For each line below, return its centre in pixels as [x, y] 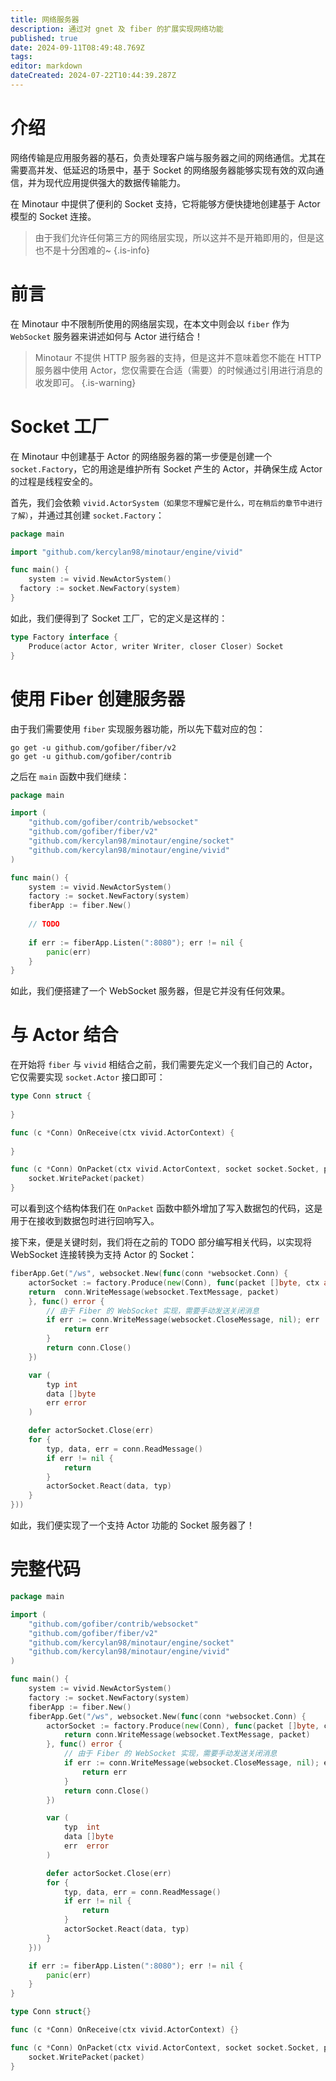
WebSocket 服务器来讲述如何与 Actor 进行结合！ [107, 336]
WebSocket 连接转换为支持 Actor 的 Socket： [104, 1255]
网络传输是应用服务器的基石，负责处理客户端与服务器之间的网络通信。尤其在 [168, 157]
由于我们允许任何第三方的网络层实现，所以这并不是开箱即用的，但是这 [179, 237]
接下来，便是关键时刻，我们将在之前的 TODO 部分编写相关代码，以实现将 [161, 1242]
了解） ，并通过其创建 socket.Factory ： [87, 515]
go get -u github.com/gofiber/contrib [91, 756]
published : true [44, 38]
